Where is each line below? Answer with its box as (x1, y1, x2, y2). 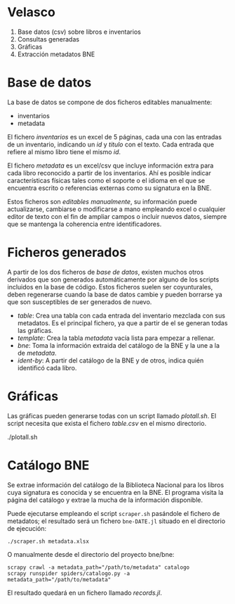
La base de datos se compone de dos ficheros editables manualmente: (7, 98, 213, 106)
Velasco (7, 4, 56, 20)
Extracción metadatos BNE (17, 50, 95, 58)
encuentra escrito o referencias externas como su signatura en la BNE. (7, 184, 212, 192)
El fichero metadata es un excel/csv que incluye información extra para (7, 161, 214, 170)
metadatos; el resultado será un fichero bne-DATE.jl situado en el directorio (7, 517, 226, 525)
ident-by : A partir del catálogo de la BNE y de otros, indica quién (17, 356, 204, 365)
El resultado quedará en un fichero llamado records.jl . (7, 589, 163, 597)
